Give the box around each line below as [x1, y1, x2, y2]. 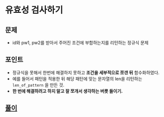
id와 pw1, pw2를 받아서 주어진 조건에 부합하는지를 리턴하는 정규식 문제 [12, 40, 149, 45]
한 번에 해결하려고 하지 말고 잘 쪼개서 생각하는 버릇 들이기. [12, 88, 123, 94]
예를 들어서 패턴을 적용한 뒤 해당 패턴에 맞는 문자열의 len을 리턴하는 [12, 76, 142, 81]
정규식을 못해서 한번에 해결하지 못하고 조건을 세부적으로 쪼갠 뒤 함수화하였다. [12, 70, 160, 76]
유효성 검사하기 [5, 4, 63, 16]
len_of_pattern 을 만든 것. [12, 82, 65, 88]
